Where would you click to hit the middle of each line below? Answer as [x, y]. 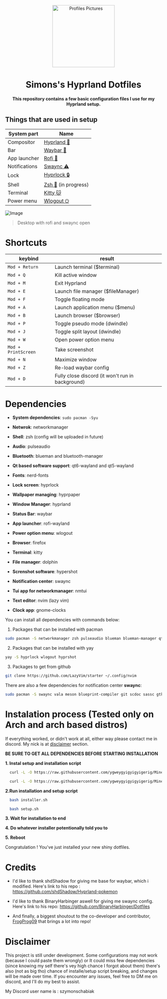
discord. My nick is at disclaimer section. [47, 744]
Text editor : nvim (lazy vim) [41, 600]
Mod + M [17, 283]
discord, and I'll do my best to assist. [43, 982]
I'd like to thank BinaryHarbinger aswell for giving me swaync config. [83, 901]
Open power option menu [84, 339]
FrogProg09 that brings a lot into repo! [51, 921]
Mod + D [17, 379]
